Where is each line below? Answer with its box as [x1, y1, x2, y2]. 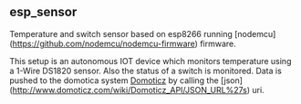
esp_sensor [9, 5, 78, 20]
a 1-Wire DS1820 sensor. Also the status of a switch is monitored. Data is [9, 65, 283, 76]
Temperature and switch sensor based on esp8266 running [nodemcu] [9, 28, 276, 39]
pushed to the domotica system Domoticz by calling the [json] [9, 74, 244, 86]
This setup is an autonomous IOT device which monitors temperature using [9, 55, 292, 66]
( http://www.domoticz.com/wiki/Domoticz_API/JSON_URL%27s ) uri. [9, 84, 265, 95]
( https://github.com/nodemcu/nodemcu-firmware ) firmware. [9, 38, 237, 49]
